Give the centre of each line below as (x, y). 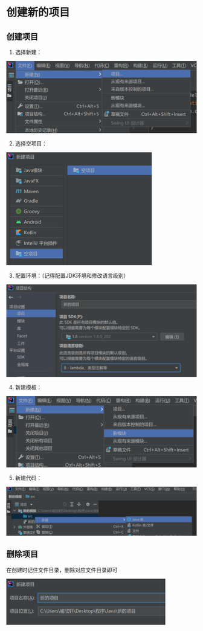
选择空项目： (31, 144)
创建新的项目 (38, 12)
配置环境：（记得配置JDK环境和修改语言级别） (72, 276)
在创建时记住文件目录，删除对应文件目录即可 (62, 570)
